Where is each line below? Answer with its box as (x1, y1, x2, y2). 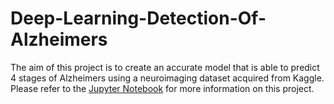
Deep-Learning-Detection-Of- (10, 7, 267, 30)
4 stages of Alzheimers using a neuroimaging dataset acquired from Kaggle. (10, 72, 325, 84)
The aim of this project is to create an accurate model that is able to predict (10, 61, 320, 73)
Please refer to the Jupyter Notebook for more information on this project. (10, 82, 315, 94)
